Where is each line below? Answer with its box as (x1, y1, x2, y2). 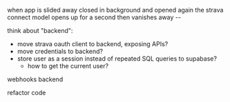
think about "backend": (7, 27, 73, 34)
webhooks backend (7, 75, 64, 83)
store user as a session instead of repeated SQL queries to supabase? (17, 54, 218, 63)
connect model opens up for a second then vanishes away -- (7, 13, 182, 21)
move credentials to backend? (17, 48, 104, 55)
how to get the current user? (27, 62, 109, 70)
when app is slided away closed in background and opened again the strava (7, 6, 224, 14)
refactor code (7, 89, 46, 96)
